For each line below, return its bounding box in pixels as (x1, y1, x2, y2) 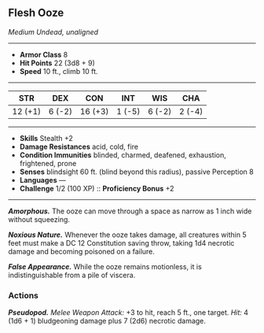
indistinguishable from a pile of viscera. (8, 270, 136, 279)
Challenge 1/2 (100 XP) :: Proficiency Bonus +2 (19, 183, 174, 193)
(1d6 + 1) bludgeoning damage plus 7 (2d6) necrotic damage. (8, 316, 207, 326)
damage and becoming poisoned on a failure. (8, 246, 156, 256)
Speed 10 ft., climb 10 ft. (19, 66, 98, 76)
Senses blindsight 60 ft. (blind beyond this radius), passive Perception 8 (19, 167, 254, 176)
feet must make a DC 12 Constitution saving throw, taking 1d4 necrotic (8, 238, 235, 247)
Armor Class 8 (19, 50, 68, 59)
